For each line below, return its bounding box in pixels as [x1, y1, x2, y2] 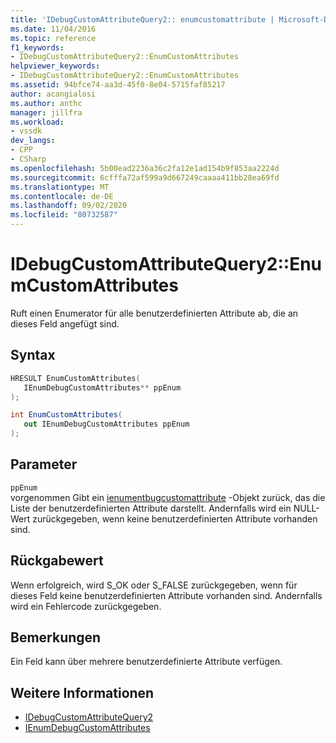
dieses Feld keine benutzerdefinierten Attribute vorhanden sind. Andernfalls [10, 589, 323, 601]
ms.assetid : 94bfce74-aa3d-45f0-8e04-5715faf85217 [10, 80, 226, 90]
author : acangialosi [10, 89, 97, 99]
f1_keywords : [10, 42, 65, 53]
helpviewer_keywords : [10, 61, 101, 71]
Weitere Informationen [10, 684, 155, 701]
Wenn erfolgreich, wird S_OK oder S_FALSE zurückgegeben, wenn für [10, 579, 298, 591]
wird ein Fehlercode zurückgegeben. [10, 600, 162, 612]
